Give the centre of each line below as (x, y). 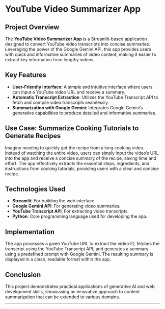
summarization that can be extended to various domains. (63, 297)
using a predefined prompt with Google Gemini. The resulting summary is (79, 254)
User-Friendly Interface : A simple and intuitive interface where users (82, 87)
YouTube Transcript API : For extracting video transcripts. (70, 211)
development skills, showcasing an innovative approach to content (72, 292)
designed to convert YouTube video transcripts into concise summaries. (78, 44)
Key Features (26, 75)
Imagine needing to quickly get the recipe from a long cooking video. (75, 147)
